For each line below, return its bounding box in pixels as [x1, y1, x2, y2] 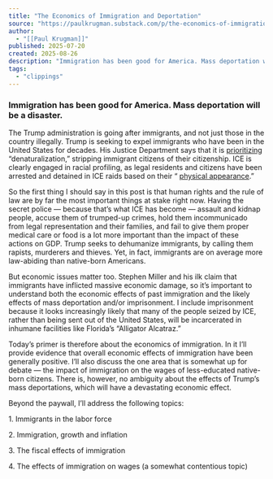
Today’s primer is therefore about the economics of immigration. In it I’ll [8, 339, 247, 349]
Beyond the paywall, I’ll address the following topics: [8, 398, 184, 407]
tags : [8, 65, 27, 73]
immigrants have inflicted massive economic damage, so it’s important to [8, 280, 253, 290]
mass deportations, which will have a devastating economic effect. [8, 382, 232, 392]
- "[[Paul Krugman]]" [15, 34, 89, 43]
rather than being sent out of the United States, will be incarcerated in [8, 315, 242, 324]
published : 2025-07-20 [8, 42, 85, 50]
